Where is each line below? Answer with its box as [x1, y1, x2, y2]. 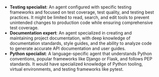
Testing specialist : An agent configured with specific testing [9, 4, 132, 10]
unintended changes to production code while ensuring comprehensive [9, 19, 153, 25]
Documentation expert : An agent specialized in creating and [9, 30, 132, 36]
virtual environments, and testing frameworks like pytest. [9, 66, 124, 72]
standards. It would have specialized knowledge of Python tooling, [9, 61, 143, 67]
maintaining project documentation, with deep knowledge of [9, 35, 131, 41]
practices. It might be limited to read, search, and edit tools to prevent [9, 15, 150, 20]
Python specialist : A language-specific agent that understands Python [9, 51, 152, 57]
